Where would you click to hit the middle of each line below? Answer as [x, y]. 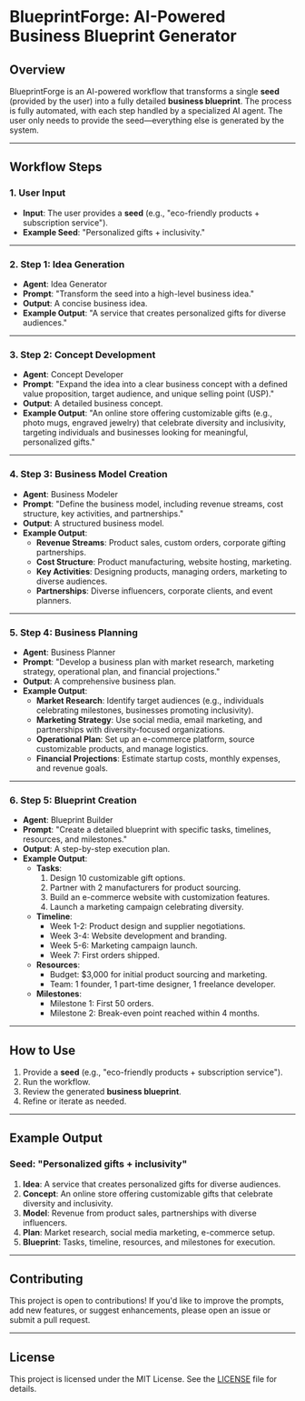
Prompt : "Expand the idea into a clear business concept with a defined [155, 385]
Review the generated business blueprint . [102, 1091]
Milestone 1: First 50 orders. [102, 1004]
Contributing [46, 1279]
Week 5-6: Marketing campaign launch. [123, 946]
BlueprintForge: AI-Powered [118, 17]
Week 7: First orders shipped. [105, 956]
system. [24, 130]
